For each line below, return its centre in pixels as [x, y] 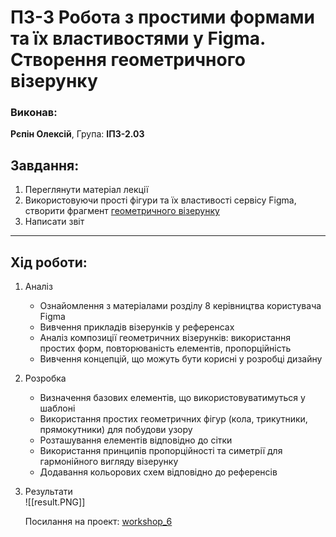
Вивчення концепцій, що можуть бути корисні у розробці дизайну [181, 359]
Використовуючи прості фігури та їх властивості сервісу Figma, [160, 200]
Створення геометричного [128, 60]
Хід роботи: [49, 262]
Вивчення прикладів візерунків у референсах [137, 327]
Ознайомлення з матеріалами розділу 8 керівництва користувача [180, 306]
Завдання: [45, 165]
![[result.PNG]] [55, 502]
